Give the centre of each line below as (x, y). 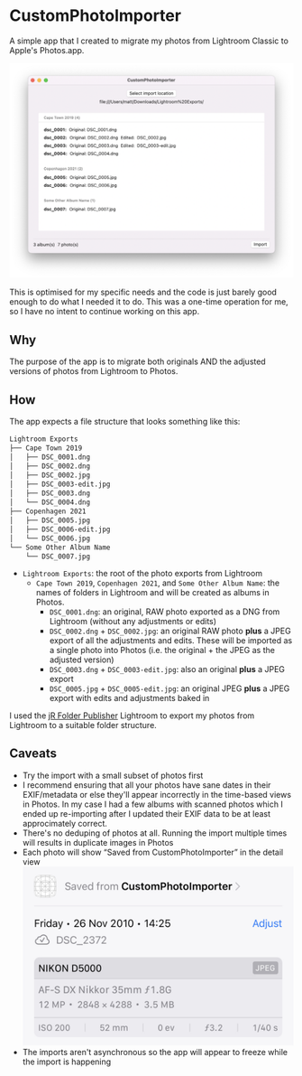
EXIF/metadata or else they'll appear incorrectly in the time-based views (156, 794)
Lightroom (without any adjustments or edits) (133, 622)
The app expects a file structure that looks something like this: (125, 422)
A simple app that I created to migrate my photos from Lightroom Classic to (149, 41)
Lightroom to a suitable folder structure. (83, 725)
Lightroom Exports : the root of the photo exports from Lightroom (142, 574)
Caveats (33, 754)
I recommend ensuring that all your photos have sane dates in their (146, 785)
